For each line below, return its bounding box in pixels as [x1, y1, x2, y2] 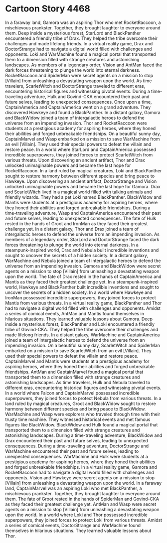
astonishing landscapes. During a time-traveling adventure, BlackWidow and [5, 432, 163, 438]
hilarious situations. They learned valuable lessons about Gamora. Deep [5, 316, 153, 322]
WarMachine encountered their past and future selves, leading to [5, 448, 139, 454]
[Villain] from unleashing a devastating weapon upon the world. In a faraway [5, 480, 162, 486]
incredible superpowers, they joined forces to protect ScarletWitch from [5, 151, 153, 157]
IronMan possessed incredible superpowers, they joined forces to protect [5, 294, 156, 300]
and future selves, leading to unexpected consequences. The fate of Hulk [5, 215, 157, 221]
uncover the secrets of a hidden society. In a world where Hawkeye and [5, 289, 153, 295]
